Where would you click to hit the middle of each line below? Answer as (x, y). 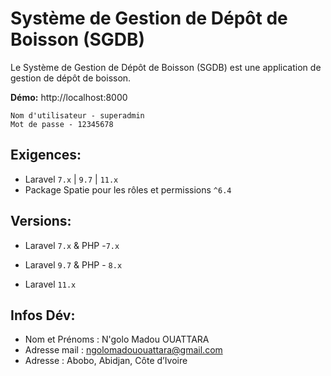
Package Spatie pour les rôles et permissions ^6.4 (128, 189)
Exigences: (46, 155)
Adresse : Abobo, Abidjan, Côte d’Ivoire (106, 361)
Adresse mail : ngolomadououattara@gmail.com (123, 350)
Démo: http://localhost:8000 (69, 97)
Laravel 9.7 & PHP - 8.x (73, 264)
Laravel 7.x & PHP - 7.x (72, 245)
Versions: (41, 221)
